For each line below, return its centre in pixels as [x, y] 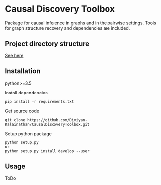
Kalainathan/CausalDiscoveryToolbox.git [48, 124]
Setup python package [28, 133]
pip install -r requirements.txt [40, 102]
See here [14, 55]
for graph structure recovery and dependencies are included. [68, 28]
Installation [23, 71]
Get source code [22, 111]
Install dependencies [27, 92]
